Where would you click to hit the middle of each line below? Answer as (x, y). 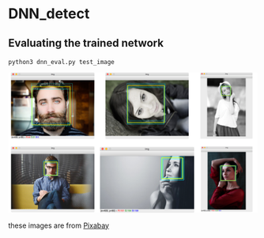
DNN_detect (49, 14)
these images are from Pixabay (58, 225)
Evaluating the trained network (86, 43)
